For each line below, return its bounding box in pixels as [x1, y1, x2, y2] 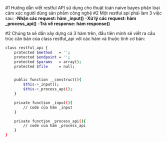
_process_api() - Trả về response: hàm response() [5, 20, 110, 26]
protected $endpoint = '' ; [14, 54, 70, 59]
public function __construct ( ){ [14, 77, 81, 82]
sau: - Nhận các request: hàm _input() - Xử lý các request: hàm [5, 15, 136, 21]
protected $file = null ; [14, 64, 75, 69]
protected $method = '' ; [14, 50, 70, 55]
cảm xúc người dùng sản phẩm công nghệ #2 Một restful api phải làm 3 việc [5, 10, 162, 16]
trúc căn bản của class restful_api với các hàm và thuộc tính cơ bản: [5, 35, 145, 41]
